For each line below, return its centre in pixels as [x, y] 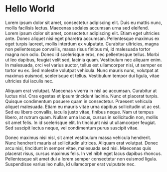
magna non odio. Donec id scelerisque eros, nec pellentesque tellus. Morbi [82, 54]
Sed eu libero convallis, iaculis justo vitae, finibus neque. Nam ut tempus [80, 112]
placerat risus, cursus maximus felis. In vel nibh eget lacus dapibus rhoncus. [83, 153]
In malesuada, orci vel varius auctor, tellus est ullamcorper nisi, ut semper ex [84, 65]
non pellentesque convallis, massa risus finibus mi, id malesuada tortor [78, 49]
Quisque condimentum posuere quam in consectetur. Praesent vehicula [79, 101]
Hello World [30, 9]
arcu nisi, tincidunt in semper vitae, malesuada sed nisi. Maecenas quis [78, 148]
